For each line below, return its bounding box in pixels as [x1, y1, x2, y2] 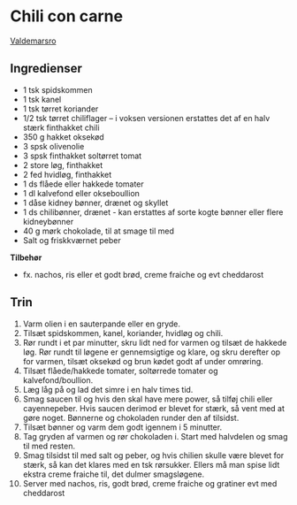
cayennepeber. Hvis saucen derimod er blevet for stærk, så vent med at [22, 402, 286, 413]
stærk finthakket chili [22, 122, 100, 133]
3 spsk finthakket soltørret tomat [22, 150, 142, 161]
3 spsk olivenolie [22, 141, 85, 151]
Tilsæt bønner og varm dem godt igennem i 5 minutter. [22, 422, 223, 432]
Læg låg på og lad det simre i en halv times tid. [22, 384, 194, 394]
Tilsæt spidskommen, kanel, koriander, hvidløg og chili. [22, 327, 224, 338]
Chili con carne [10, 6, 123, 27]
